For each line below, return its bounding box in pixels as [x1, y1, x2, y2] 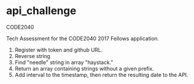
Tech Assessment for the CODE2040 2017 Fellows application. [6, 35, 159, 42]
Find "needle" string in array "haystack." [14, 59, 114, 66]
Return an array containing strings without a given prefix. [14, 65, 154, 72]
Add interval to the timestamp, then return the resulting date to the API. [14, 71, 189, 78]
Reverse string [14, 52, 50, 59]
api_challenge [6, 4, 77, 18]
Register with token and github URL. [14, 46, 103, 53]
